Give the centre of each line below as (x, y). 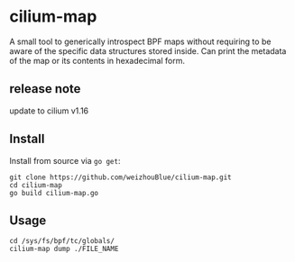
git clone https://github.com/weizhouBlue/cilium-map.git (120, 177)
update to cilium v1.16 (49, 111)
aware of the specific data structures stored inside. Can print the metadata (148, 50)
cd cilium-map (36, 185)
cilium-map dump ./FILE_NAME (64, 249)
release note (45, 89)
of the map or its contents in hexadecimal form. (97, 60)
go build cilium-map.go (54, 193)
